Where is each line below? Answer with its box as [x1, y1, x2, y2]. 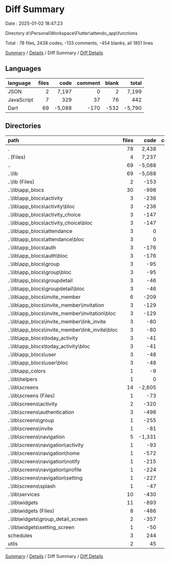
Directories [5, 122, 41, 130]
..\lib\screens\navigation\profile [8, 466, 82, 473]
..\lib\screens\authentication [8, 409, 74, 416]
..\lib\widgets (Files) [8, 507, 55, 514]
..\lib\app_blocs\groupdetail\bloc [8, 285, 85, 292]
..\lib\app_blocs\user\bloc [8, 359, 68, 366]
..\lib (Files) [8, 178, 34, 185]
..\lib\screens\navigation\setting [8, 474, 83, 481]
